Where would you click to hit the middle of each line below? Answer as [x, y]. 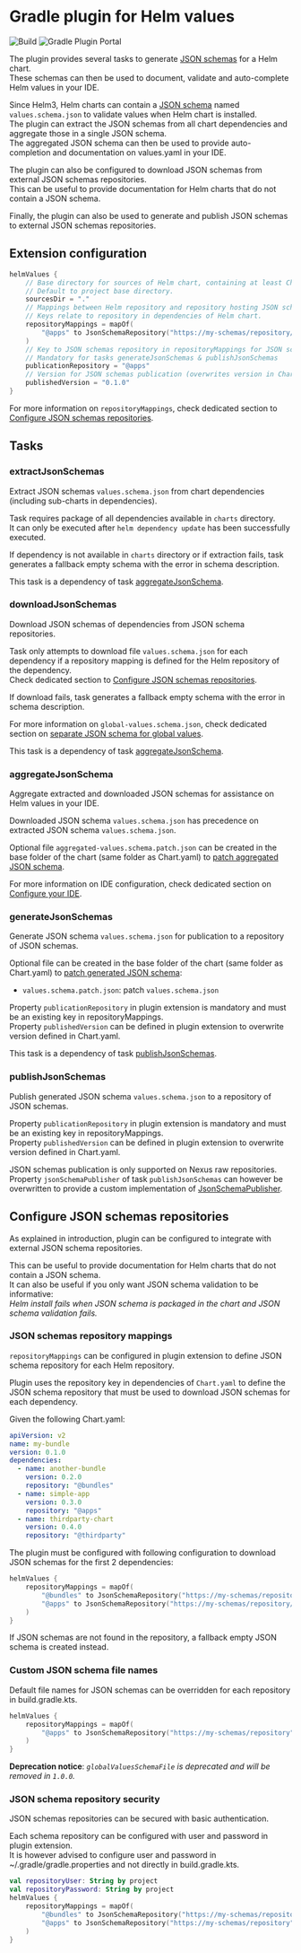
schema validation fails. [53, 1313]
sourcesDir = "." [58, 299]
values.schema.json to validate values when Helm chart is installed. [133, 114]
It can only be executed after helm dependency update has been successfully [150, 528]
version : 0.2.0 [54, 1477]
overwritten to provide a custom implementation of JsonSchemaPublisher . [146, 1188]
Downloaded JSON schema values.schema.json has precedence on [134, 821]
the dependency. [40, 670]
